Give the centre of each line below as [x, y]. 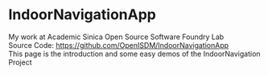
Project [20, 62]
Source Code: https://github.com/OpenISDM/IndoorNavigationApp [119, 45]
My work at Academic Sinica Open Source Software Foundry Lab [116, 37]
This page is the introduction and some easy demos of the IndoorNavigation [134, 53]
